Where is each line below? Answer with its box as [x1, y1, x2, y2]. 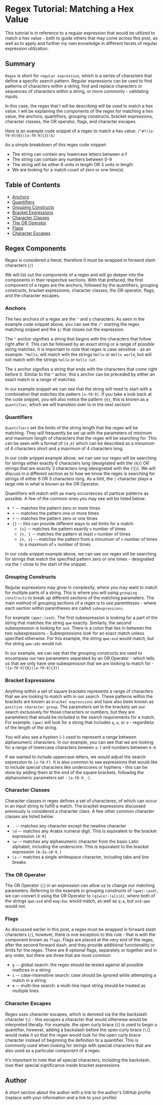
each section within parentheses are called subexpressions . [5, 605, 124, 611]
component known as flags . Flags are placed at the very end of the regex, [5, 937, 154, 943]
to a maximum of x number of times [19, 541, 91, 547]
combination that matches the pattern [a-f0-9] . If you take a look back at [5, 391, 152, 397]
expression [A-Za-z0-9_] [12, 849, 62, 854]
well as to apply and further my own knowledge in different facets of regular [5, 40, 158, 46]
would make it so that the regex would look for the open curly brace [5, 1032, 141, 1038]
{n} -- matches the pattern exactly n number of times [19, 526, 126, 531]
